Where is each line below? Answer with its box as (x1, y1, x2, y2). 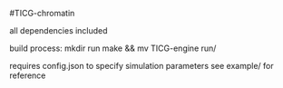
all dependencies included (9, 25, 108, 35)
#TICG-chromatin (9, 8, 75, 18)
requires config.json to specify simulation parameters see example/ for (9, 61, 274, 71)
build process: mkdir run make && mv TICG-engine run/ (9, 43, 217, 54)
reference (9, 70, 46, 81)
